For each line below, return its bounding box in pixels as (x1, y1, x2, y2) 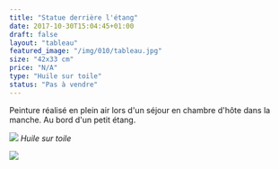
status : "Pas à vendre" (9, 80, 99, 89)
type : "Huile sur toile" (9, 72, 102, 81)
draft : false (9, 30, 58, 39)
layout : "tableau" (9, 38, 78, 48)
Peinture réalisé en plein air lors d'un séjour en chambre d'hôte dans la (9, 104, 271, 115)
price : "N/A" (9, 64, 58, 73)
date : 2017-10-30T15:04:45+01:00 (9, 22, 135, 31)
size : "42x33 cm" (9, 55, 74, 64)
